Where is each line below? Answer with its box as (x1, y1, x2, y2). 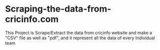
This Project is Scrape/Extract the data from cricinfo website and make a (5, 30, 153, 35)
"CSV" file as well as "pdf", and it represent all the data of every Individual (5, 35, 155, 41)
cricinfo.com (5, 14, 59, 25)
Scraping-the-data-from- (5, 3, 112, 15)
